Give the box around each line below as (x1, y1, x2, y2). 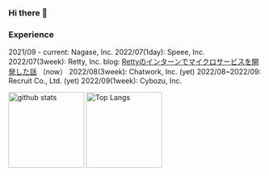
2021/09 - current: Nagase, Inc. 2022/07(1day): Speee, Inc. (8, 48, 205, 57)
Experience (8, 28, 54, 40)
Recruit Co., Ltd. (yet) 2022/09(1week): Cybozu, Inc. (8, 76, 183, 86)
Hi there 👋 (8, 7, 48, 19)
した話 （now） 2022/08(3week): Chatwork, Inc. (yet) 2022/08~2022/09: (15, 67, 261, 77)
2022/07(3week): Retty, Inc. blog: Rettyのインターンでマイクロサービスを (8, 57, 252, 67)
